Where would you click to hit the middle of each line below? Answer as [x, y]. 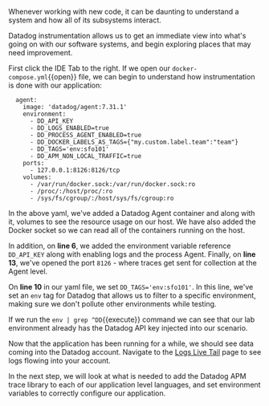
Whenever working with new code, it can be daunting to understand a [124, 12]
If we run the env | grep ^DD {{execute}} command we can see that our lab [132, 319]
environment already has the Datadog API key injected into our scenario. [128, 328]
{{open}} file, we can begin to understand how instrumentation [151, 77]
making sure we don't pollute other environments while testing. [112, 304]
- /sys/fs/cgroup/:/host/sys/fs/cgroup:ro [102, 198]
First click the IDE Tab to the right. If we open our [90, 68]
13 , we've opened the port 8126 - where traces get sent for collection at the [132, 263]
